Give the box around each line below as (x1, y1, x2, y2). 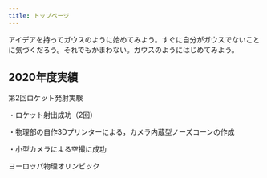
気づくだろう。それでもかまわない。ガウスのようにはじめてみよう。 (14, 45, 239, 55)
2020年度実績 (8, 71, 79, 84)
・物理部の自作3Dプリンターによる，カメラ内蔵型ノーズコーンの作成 (8, 127, 235, 137)
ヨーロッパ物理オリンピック (8, 161, 100, 171)
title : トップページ (8, 11, 70, 20)
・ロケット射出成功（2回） (8, 110, 98, 120)
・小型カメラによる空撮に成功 (8, 144, 107, 154)
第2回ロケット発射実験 (8, 93, 83, 103)
